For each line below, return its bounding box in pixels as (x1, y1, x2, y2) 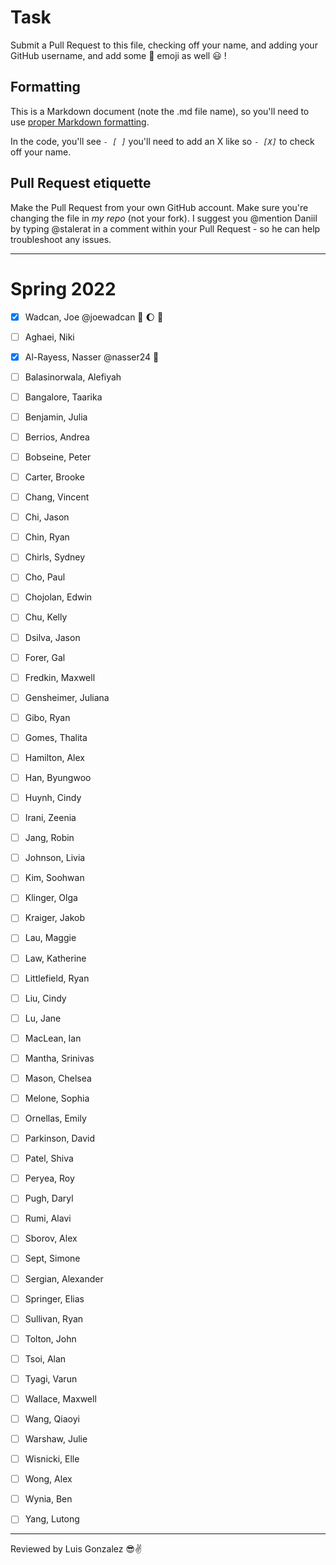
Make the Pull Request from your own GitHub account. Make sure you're (10, 201, 309, 213)
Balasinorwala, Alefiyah (24, 371, 122, 383)
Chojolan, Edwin (24, 591, 93, 603)
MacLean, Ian (24, 1032, 82, 1044)
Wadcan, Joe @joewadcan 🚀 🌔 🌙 (24, 311, 164, 323)
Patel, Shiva (24, 1152, 74, 1165)
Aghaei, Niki (24, 331, 75, 343)
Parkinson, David (24, 1132, 96, 1145)
